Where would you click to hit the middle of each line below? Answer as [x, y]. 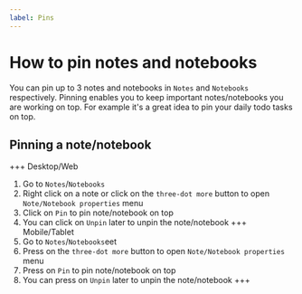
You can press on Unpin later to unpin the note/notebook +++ [136, 280]
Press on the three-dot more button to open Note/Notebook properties [153, 251]
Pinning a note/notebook [80, 144]
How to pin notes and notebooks [133, 62]
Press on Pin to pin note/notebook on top [99, 270]
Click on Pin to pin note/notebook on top [98, 213]
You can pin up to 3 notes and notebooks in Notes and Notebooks [129, 88]
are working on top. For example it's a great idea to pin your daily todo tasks [151, 107]
